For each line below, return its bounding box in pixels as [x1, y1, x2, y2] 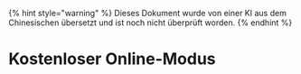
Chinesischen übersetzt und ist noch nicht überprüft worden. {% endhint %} [8, 17, 293, 28]
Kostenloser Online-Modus [8, 49, 216, 69]
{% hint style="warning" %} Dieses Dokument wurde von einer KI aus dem [8, 8, 287, 18]
